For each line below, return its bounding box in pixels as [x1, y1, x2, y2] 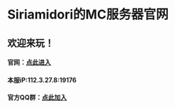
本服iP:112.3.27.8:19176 [7, 75, 77, 84]
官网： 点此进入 [7, 58, 51, 67]
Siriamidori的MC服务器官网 [7, 6, 169, 23]
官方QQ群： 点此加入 [7, 93, 67, 102]
